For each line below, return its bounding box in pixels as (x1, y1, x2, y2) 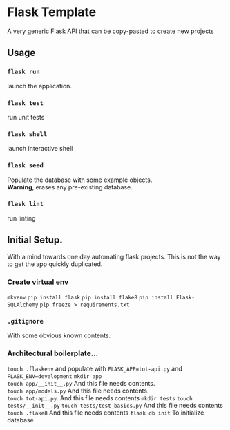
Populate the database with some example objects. (7, 176, 153, 184)
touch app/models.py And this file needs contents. (7, 386, 149, 395)
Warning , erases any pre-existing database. (7, 183, 133, 191)
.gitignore (7, 317, 44, 325)
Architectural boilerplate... (7, 348, 99, 358)
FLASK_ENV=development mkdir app (7, 373, 102, 380)
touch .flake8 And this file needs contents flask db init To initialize (7, 409, 204, 417)
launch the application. (7, 82, 73, 90)
